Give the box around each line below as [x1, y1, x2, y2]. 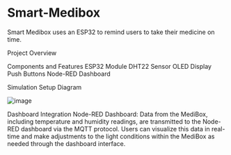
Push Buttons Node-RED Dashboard [7, 70, 111, 78]
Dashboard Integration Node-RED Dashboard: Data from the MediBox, [7, 110, 208, 118]
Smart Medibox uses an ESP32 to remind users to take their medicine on [7, 28, 215, 36]
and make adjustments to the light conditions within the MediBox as [21, 132, 215, 140]
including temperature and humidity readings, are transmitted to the [7, 117, 202, 126]
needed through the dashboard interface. [7, 139, 126, 147]
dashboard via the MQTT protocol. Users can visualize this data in [20, 124, 210, 133]
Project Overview [7, 49, 57, 57]
